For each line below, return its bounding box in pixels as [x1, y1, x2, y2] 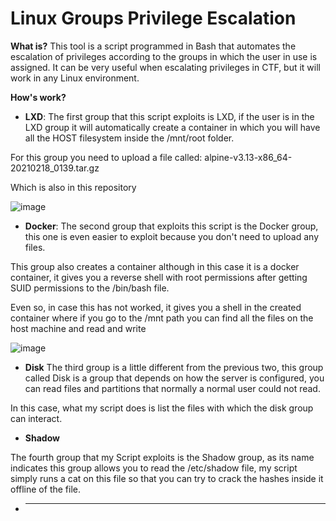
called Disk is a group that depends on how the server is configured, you [24, 372, 325, 384]
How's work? [10, 91, 67, 103]
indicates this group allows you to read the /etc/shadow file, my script [10, 462, 298, 474]
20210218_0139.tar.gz [10, 162, 100, 174]
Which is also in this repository [10, 181, 137, 193]
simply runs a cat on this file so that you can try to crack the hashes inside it [10, 472, 324, 484]
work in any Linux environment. [10, 72, 140, 84]
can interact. [10, 412, 63, 424]
